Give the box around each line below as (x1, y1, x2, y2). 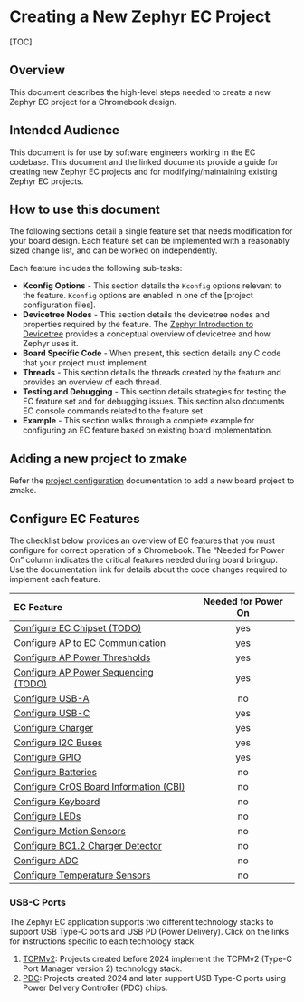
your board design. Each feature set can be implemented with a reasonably (9, 236, 290, 247)
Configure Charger (14, 722, 94, 734)
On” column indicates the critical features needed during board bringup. (9, 555, 279, 565)
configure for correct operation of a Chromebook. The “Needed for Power (9, 545, 285, 555)
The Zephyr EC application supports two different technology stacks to (9, 917, 274, 928)
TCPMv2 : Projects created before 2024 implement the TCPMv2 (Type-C (22, 954, 292, 965)
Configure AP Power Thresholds (14, 651, 151, 664)
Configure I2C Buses (14, 736, 102, 749)
